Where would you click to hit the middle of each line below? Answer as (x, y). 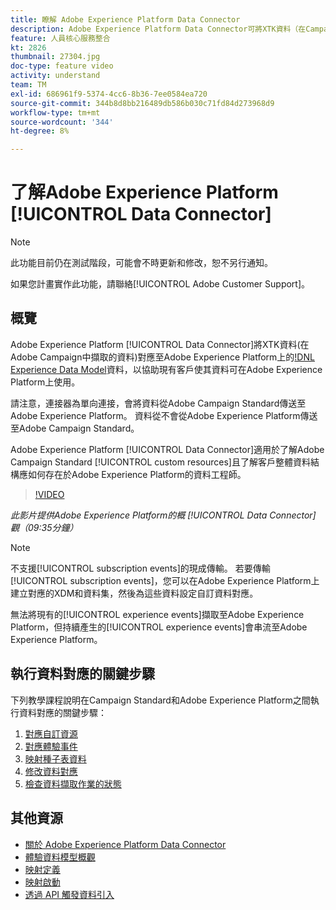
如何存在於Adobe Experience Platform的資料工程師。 (137, 474)
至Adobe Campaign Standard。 (75, 428)
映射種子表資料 (55, 758)
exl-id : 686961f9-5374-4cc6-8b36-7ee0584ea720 (109, 94)
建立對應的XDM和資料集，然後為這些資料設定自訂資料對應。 (134, 593)
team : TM (28, 85)
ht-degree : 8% (40, 131)
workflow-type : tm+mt (55, 112)
